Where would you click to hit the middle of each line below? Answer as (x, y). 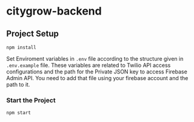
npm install (21, 47)
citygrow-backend (54, 11)
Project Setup (33, 34)
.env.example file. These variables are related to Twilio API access (89, 65)
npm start (19, 113)
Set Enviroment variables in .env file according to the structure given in (95, 59)
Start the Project (31, 100)
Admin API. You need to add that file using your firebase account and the (97, 78)
